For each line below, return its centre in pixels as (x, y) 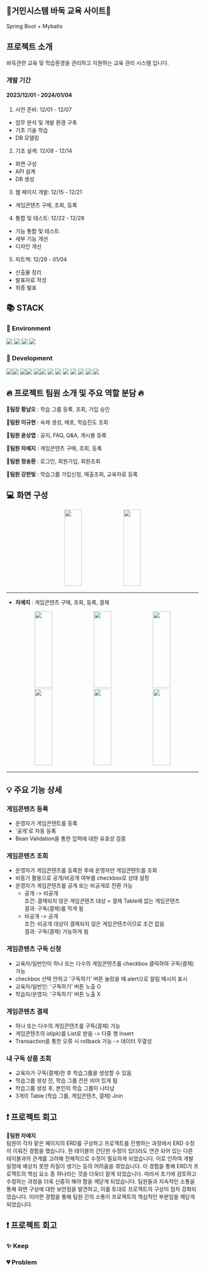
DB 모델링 (27, 138)
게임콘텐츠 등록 (27, 809)
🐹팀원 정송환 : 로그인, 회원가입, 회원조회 (53, 461)
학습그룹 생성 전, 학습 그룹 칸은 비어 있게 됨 (66, 1081)
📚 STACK (25, 308)
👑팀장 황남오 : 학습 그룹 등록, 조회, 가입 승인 (58, 409)
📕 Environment (29, 328)
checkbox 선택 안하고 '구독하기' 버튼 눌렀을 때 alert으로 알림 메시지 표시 (101, 979)
